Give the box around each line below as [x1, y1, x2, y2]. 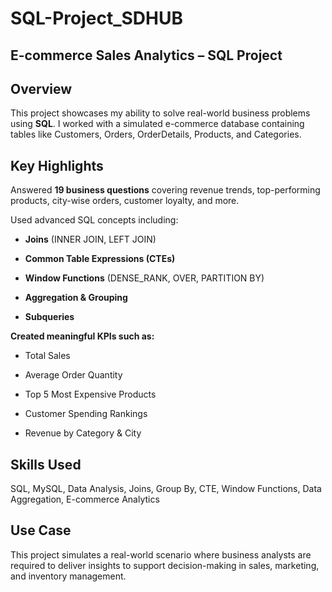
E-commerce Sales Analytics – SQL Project [10, 47, 283, 64]
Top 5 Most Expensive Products [24, 388, 157, 401]
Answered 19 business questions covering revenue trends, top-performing [10, 184, 321, 196]
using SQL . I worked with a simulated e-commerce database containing [10, 118, 305, 130]
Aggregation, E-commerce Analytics [10, 493, 160, 506]
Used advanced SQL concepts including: [10, 214, 179, 226]
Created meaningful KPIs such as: [10, 330, 155, 342]
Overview [10, 80, 73, 97]
